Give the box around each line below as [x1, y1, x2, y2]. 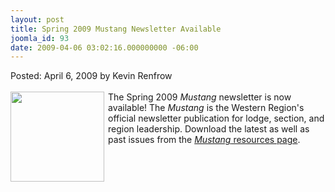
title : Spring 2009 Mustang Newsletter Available [10, 24, 222, 34]
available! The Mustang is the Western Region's [108, 102, 305, 114]
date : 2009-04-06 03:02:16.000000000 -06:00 [10, 42, 199, 53]
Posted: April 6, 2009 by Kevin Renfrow [10, 70, 173, 82]
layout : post [10, 14, 65, 25]
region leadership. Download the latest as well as [108, 123, 310, 135]
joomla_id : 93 [10, 33, 70, 43]
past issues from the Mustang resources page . [108, 134, 301, 146]
